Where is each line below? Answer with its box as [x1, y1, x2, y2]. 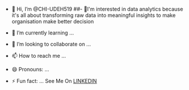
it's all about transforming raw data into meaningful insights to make [11, 12, 176, 19]
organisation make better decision [11, 18, 94, 25]
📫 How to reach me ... [11, 53, 66, 59]
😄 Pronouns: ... [11, 66, 50, 72]
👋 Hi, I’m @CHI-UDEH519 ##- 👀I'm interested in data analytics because [11, 6, 183, 12]
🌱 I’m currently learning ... [11, 29, 74, 36]
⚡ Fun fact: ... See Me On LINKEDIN [11, 78, 97, 84]
